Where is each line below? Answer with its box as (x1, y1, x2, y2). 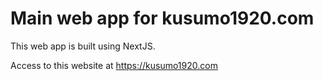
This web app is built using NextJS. (10, 40, 156, 52)
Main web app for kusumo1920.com (10, 7, 315, 30)
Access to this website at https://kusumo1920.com (10, 59, 218, 71)
